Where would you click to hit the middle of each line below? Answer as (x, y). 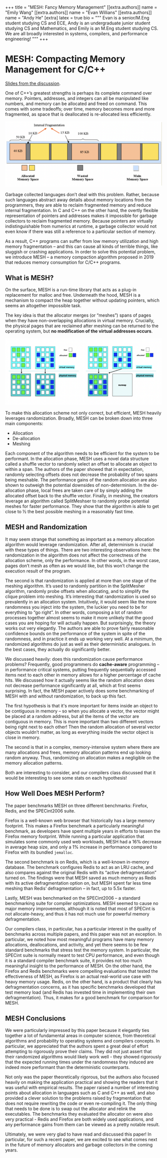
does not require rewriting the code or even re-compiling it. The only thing (81, 1103)
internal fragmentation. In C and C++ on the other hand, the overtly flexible (82, 210)
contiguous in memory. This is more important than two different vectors (79, 721)
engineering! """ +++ (27, 39)
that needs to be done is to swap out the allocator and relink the (70, 1109)
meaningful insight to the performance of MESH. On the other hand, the (79, 966)
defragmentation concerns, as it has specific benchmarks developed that (80, 987)
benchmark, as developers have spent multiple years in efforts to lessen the (83, 831)
